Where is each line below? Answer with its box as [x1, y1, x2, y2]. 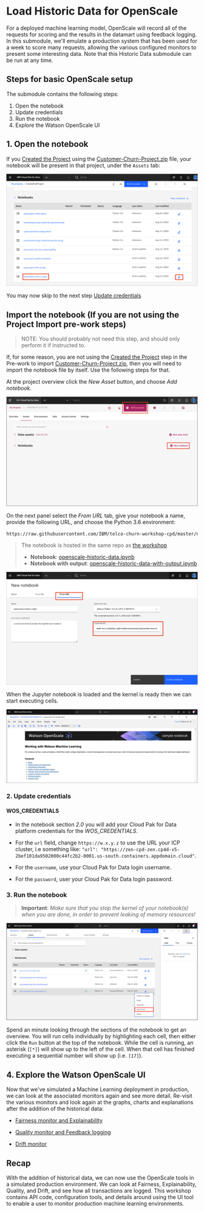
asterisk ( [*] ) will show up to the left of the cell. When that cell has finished [6, 1045, 195, 1053]
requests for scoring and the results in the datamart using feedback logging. [6, 30, 197, 38]
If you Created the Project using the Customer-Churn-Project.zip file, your [6, 155, 191, 162]
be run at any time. [6, 56, 53, 64]
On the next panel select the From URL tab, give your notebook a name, [6, 512, 185, 519]
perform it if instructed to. [21, 342, 86, 349]
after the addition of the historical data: [6, 1105, 104, 1112]
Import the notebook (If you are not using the [6, 310, 180, 320]
